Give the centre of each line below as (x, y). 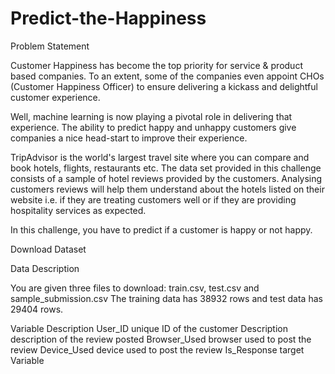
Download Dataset (48, 249)
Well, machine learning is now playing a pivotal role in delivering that (151, 116)
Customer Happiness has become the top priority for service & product (156, 65)
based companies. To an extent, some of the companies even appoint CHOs (167, 76)
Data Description (45, 268)
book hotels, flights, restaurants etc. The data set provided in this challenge (166, 168)
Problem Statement (50, 46)
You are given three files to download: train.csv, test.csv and (135, 288)
